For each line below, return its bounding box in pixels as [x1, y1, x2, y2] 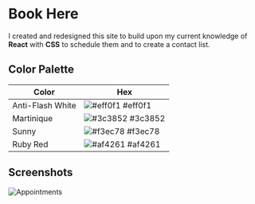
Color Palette [8, 63, 74, 76]
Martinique [12, 112, 53, 124]
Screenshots [8, 166, 73, 179]
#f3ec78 [126, 125, 160, 136]
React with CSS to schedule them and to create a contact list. [8, 39, 210, 49]
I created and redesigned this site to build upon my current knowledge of [8, 31, 248, 41]
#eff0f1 [122, 100, 152, 111]
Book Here [8, 5, 79, 23]
